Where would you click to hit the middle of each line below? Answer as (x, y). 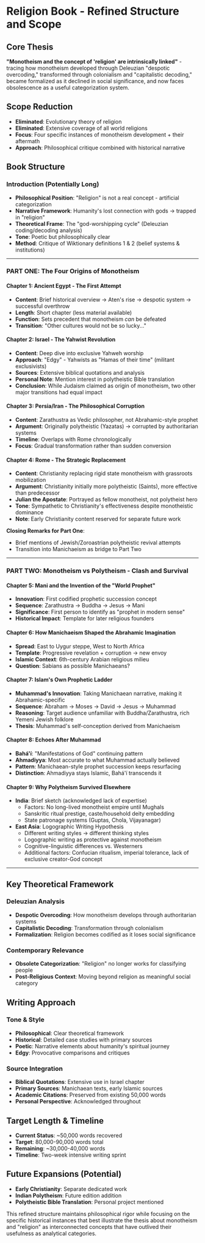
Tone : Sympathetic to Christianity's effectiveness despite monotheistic (104, 506)
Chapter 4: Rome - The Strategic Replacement (66, 460)
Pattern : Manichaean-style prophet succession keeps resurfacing (98, 766)
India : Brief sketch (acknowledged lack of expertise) (81, 801)
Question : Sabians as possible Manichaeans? (72, 666)
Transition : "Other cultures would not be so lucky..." (81, 325)
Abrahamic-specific (40, 700)
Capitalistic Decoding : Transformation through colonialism (89, 928)
